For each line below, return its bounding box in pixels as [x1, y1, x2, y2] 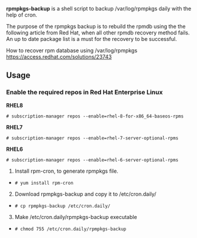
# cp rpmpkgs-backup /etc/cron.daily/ [14, 203, 111, 209]
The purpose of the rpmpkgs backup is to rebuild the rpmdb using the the [6, 23, 186, 30]
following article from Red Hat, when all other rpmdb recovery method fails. [6, 29, 190, 36]
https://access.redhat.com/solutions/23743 [6, 53, 112, 60]
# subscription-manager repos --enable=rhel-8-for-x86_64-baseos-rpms [6, 113, 184, 119]
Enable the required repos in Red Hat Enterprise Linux [6, 88, 163, 97]
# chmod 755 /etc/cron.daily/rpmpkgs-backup [14, 226, 127, 232]
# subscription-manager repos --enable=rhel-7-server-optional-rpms [6, 135, 179, 141]
